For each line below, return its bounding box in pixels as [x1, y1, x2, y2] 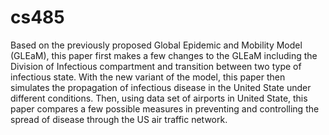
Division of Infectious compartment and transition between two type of [10, 60, 302, 72]
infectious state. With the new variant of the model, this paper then [10, 71, 286, 83]
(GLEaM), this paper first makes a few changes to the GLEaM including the [10, 49, 318, 61]
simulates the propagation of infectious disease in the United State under [10, 81, 312, 93]
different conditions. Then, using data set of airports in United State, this [10, 92, 308, 104]
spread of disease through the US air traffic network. [10, 113, 228, 125]
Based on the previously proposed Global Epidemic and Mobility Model [10, 39, 303, 51]
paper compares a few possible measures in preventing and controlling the [10, 102, 320, 115]
